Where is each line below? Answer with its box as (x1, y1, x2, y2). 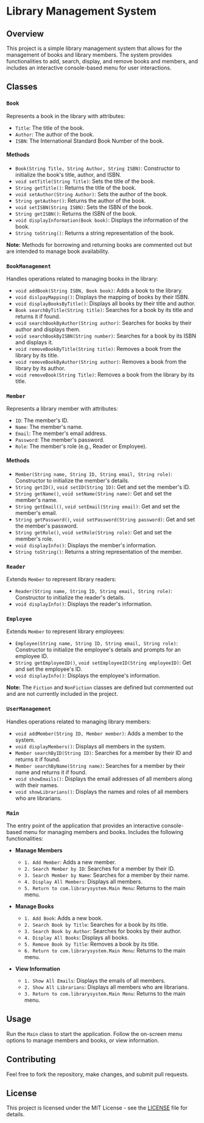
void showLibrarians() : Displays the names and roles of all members (15, 788, 189, 795)
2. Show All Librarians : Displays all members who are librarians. (24, 983, 189, 991)
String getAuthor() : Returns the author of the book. (15, 197, 146, 204)
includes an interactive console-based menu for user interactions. (6, 64, 172, 71)
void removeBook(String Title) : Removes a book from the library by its (15, 371, 195, 378)
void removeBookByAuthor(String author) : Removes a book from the (15, 358, 187, 366)
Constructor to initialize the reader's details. (15, 593, 125, 601)
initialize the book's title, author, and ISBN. (15, 171, 122, 178)
